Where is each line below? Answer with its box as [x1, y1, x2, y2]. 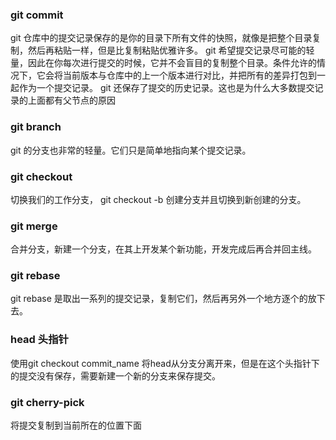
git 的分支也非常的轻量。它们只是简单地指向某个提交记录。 [10, 144, 252, 156]
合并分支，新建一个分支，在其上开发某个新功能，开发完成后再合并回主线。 [10, 243, 317, 255]
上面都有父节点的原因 [27, 94, 116, 107]
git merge [10, 219, 58, 233]
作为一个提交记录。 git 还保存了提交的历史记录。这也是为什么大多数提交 [18, 82, 315, 94]
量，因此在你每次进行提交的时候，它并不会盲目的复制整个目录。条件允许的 [10, 57, 317, 69]
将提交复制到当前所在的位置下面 [10, 419, 142, 432]
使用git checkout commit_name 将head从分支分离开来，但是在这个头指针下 [10, 357, 320, 369]
